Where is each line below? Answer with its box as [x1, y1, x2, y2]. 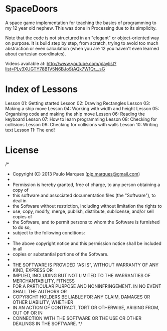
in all [12, 245, 23, 252]
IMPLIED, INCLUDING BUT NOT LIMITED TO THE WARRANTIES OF [12, 272, 151, 278]
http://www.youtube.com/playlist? [46, 60, 117, 66]
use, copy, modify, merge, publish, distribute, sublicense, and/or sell [12, 208, 154, 214]
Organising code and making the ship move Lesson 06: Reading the [5, 111, 145, 117]
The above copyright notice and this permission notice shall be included [12, 240, 162, 246]
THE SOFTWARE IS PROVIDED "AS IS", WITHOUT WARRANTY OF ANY [12, 262, 159, 268]
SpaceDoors [5, 3, 58, 15]
